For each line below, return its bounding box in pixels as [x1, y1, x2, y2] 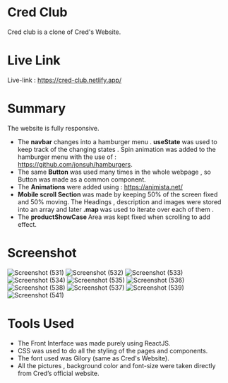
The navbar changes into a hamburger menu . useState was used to [17, 137, 217, 146]
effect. [17, 220, 37, 228]
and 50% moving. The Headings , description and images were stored [17, 197, 222, 206]
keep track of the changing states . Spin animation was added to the [17, 145, 217, 153]
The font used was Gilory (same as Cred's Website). [17, 354, 169, 363]
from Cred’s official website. [17, 369, 100, 377]
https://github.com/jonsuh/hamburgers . [17, 160, 133, 168]
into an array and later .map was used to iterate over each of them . [17, 205, 214, 213]
